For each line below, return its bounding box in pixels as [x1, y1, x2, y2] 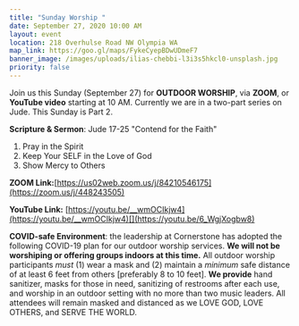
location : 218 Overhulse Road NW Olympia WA [9, 38, 178, 47]
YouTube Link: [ [9, 204, 69, 214]
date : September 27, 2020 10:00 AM [9, 21, 142, 30]
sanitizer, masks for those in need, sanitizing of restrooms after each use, [9, 278, 280, 288]
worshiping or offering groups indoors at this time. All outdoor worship [9, 249, 276, 260]
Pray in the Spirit [21, 140, 84, 152]
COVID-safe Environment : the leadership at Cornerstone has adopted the [9, 230, 283, 241]
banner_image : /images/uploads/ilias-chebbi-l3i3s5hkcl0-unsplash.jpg [9, 54, 278, 63]
